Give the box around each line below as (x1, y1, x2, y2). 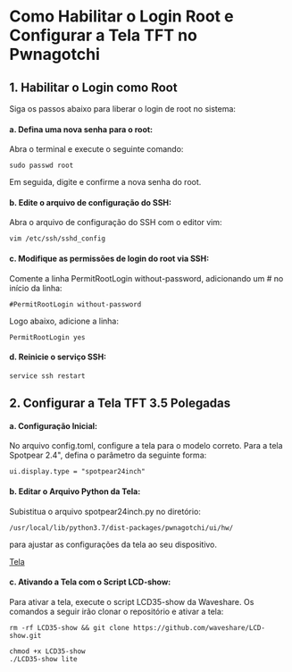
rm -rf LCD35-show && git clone (9, 623, 129, 632)
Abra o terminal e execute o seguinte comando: (9, 144, 184, 155)
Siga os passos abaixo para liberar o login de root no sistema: (9, 104, 237, 113)
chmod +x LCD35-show (9, 646, 87, 656)
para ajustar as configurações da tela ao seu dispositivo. (9, 539, 217, 550)
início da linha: (9, 282, 63, 293)
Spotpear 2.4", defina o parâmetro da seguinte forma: (9, 449, 207, 461)
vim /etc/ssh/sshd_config (9, 234, 105, 243)
